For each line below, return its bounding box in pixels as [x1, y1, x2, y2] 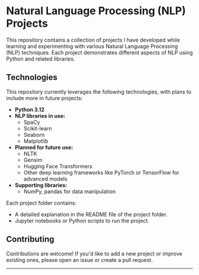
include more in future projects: [6, 94, 83, 101]
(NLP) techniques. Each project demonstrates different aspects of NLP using [6, 49, 193, 56]
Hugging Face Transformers [23, 162, 93, 170]
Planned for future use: [14, 143, 73, 151]
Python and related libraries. [6, 55, 75, 62]
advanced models [23, 175, 68, 182]
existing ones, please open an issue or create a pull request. [6, 256, 153, 263]
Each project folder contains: [6, 199, 77, 206]
